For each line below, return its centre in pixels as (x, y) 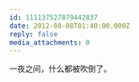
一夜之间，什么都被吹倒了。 (61, 69)
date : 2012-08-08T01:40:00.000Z (69, 26)
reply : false (34, 34)
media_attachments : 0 (50, 42)
